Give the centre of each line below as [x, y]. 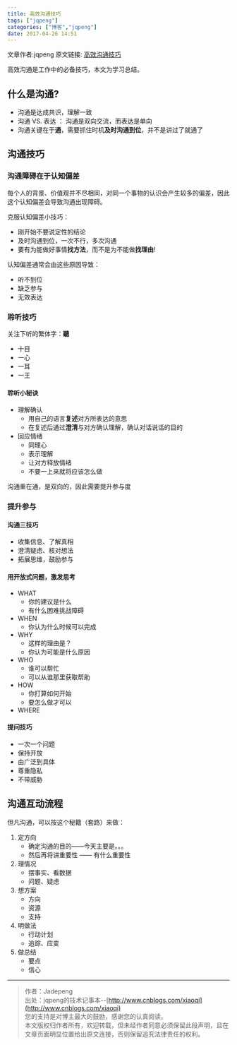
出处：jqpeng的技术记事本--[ [67, 1000]
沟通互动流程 [35, 804]
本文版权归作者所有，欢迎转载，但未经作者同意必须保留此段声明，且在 [127, 1025]
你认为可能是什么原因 [59, 652]
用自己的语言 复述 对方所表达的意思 [78, 419]
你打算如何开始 [50, 693]
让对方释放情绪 [50, 462]
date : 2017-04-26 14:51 [42, 34]
